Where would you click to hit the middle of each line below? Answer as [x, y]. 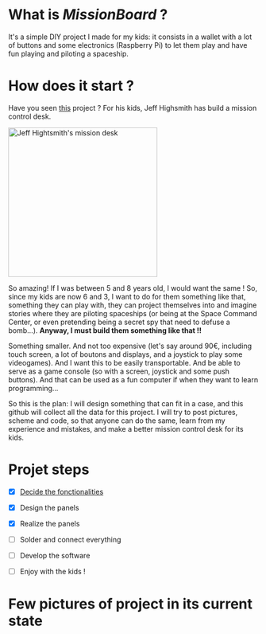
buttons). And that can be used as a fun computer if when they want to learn [133, 379]
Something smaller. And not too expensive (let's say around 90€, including [130, 346]
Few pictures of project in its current [130, 604]
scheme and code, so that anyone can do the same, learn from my [117, 421]
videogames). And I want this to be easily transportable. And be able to [124, 362]
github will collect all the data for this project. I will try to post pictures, [123, 412]
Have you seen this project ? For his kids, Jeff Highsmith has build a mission [133, 108]
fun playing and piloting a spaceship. [69, 53]
